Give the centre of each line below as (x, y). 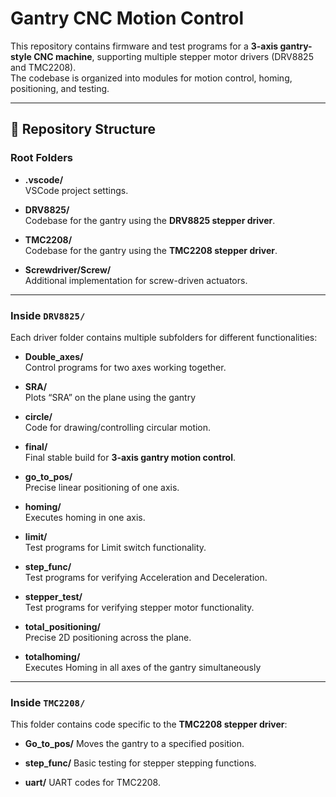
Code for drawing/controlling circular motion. (118, 427)
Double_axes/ (54, 356)
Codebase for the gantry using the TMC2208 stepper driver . (151, 250)
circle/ (38, 416)
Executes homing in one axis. (85, 517)
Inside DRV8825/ (48, 315)
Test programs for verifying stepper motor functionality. (139, 607)
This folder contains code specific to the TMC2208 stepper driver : (149, 724)
